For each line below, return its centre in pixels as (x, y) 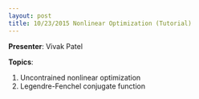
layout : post (30, 16)
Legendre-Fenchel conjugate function (83, 86)
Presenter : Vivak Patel (45, 46)
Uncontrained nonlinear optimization (80, 77)
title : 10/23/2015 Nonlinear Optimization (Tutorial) (100, 23)
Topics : (21, 62)
